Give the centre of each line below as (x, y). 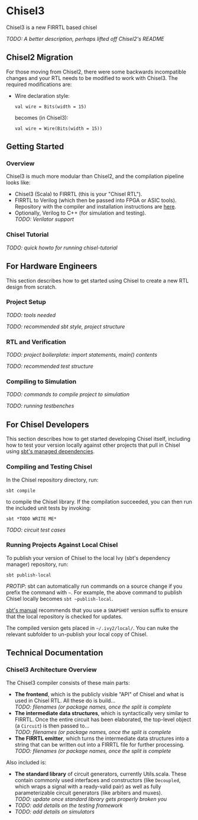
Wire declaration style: (42, 95)
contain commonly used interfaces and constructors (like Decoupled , (98, 780)
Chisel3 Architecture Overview (51, 670)
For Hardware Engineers (52, 266)
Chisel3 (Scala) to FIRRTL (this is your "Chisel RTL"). (78, 194)
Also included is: (26, 762)
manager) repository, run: (37, 564)
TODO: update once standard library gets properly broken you (91, 799)
